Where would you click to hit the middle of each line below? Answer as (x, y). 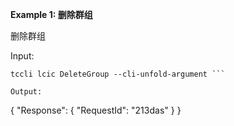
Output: (26, 92)
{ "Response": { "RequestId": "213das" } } (96, 110)
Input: (22, 56)
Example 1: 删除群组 (51, 14)
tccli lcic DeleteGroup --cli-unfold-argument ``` (118, 74)
